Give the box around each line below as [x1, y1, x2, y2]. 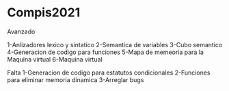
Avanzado [7, 27, 36, 36]
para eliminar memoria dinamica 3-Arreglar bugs [7, 75, 144, 83]
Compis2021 [7, 5, 81, 21]
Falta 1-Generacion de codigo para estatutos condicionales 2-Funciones [7, 68, 211, 77]
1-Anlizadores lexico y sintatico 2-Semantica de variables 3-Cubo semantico [7, 40, 223, 49]
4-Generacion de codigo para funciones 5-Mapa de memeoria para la [7, 48, 204, 56]
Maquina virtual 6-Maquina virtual [7, 55, 103, 63]
